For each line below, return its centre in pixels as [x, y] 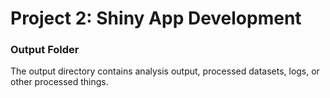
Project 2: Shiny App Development [156, 18]
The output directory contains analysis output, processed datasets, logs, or [165, 71]
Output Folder [45, 50]
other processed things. [59, 82]
